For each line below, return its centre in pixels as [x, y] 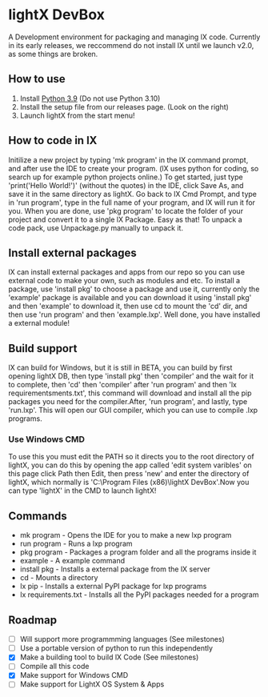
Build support [43, 348]
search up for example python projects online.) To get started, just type [126, 177]
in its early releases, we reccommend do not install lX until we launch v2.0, [131, 45]
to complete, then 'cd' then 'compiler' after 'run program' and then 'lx [123, 385]
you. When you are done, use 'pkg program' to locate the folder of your [126, 210]
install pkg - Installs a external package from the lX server [115, 569]
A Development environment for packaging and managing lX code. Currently [134, 37]
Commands [38, 516]
